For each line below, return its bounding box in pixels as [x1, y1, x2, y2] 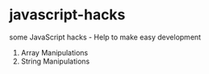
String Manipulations [20, 56, 90, 66]
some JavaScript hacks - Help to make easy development [9, 32, 201, 42]
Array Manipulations [20, 47, 88, 57]
